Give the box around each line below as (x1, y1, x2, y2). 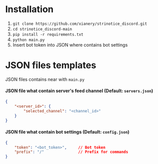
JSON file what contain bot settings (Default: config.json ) (5, 129, 130, 135)
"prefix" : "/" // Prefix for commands (14, 149, 129, 155)
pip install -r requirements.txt (12, 32, 84, 37)
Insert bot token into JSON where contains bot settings (12, 42, 128, 48)
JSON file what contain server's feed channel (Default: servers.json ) (5, 88, 153, 94)
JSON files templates (5, 60, 97, 71)
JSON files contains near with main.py (5, 76, 85, 82)
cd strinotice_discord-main (12, 26, 72, 31)
